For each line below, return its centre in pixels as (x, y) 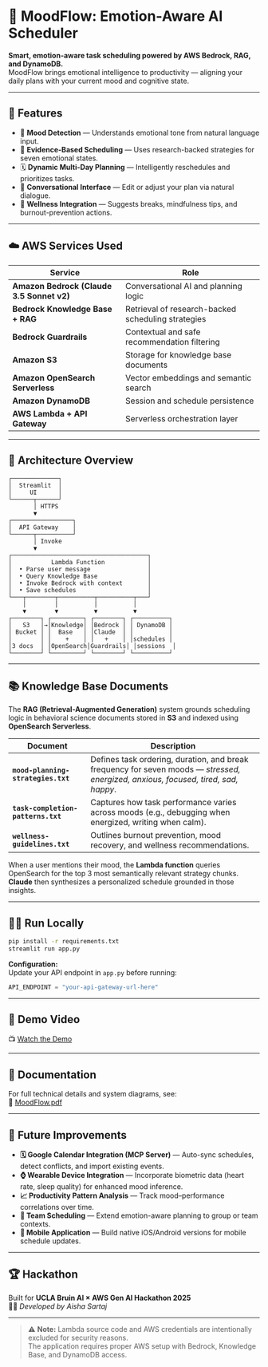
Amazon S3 (35, 360)
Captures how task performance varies (164, 803)
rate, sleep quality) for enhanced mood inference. (101, 1187)
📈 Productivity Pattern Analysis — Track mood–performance (122, 1195)
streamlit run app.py (44, 949)
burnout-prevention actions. (66, 212)
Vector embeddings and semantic (188, 377)
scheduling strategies (166, 318)
